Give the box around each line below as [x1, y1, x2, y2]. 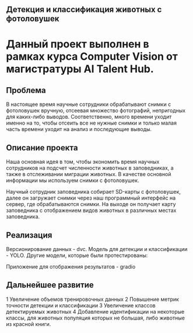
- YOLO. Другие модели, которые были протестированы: [6, 252, 148, 259]
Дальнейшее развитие [6, 280, 94, 290]
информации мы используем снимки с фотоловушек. [6, 177, 139, 184]
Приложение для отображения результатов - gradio [6, 263, 136, 270]
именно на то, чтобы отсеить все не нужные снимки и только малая [6, 119, 177, 126]
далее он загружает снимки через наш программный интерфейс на [6, 194, 176, 201]
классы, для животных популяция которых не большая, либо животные [6, 314, 185, 321]
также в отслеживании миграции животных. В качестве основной [6, 171, 171, 178]
